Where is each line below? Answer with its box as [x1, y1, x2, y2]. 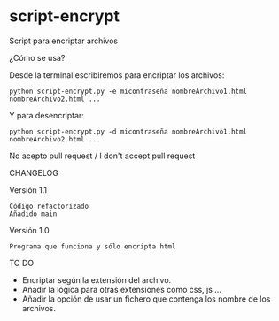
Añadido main [9, 210, 58, 218]
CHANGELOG [9, 167, 59, 178]
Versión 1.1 [9, 184, 47, 195]
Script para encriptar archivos [9, 35, 118, 46]
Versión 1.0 [9, 225, 50, 235]
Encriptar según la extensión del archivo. [21, 274, 172, 285]
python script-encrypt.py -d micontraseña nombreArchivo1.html [9, 126, 248, 136]
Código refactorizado [9, 202, 89, 210]
